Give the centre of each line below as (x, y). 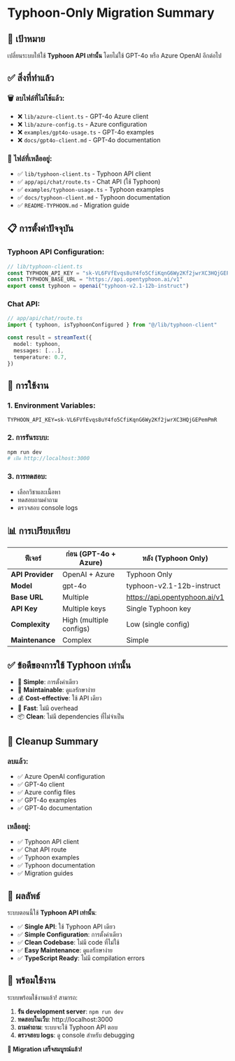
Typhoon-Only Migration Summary (111, 13)
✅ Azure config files (46, 792)
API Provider (32, 574)
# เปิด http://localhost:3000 (49, 459)
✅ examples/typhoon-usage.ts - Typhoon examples (91, 189)
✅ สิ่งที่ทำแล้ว (31, 78)
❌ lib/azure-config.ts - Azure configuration (82, 124)
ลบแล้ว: (18, 761)
